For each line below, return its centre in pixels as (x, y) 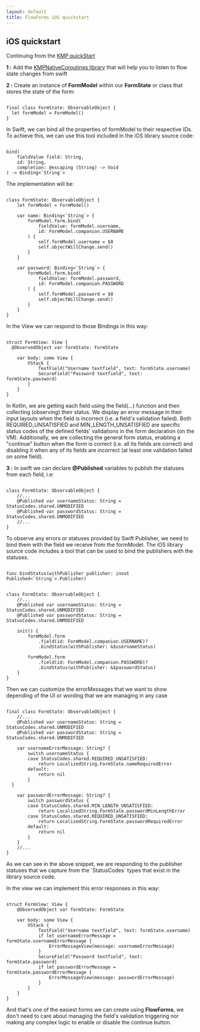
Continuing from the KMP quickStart (51, 56)
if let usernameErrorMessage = (77, 936)
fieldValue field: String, (50, 157)
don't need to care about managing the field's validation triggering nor (93, 1016)
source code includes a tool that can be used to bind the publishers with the (100, 551)
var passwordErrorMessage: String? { (64, 795)
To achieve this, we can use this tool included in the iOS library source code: (100, 136)
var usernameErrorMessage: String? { (64, 748)
